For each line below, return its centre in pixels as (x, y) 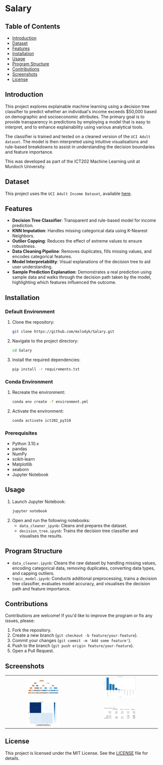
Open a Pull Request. (33, 651)
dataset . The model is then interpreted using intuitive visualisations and (76, 141)
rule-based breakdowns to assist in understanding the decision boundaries (80, 147)
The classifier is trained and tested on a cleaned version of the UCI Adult (78, 136)
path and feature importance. (41, 589)
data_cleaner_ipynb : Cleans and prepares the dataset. (73, 525)
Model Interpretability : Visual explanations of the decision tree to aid (81, 262)
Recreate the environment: (39, 392)
